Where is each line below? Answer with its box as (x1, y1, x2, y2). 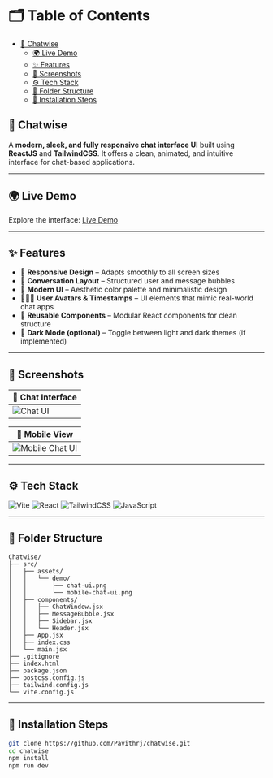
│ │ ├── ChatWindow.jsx (8, 603, 104, 611)
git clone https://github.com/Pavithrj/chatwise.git (8, 739, 191, 747)
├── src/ (8, 560, 38, 568)
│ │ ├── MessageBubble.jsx (8, 610, 115, 618)
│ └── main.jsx (8, 645, 67, 654)
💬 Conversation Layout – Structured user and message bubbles (19, 276, 236, 286)
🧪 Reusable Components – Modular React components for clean (19, 310, 238, 321)
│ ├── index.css (8, 638, 71, 646)
